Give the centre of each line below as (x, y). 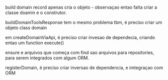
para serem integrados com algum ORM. (47, 58)
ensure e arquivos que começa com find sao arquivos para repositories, (80, 53)
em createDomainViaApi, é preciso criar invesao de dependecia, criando (80, 37)
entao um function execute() (35, 43)
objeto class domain (26, 28)
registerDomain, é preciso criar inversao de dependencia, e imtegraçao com (84, 68)
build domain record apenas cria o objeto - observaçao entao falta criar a (81, 7)
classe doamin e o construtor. (36, 13)
